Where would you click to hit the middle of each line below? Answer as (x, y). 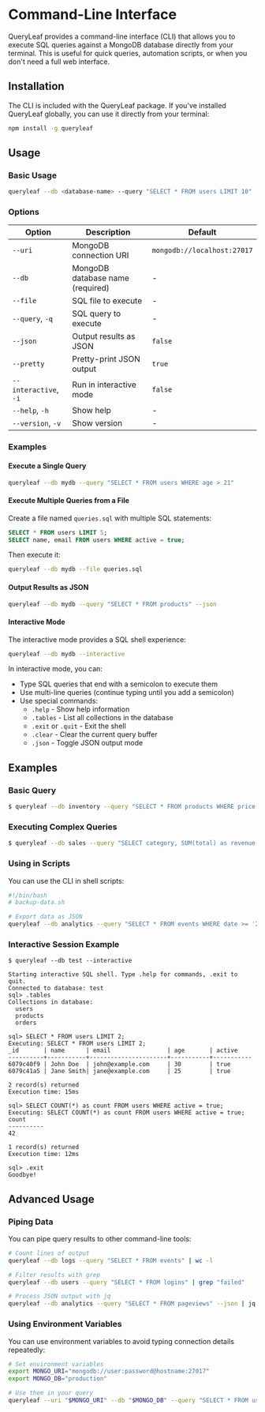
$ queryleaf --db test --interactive (70, 961)
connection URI (101, 256)
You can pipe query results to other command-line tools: (100, 1238)
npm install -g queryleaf (50, 128)
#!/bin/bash (28, 895)
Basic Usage (33, 175)
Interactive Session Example (64, 944)
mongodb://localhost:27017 (202, 251)
